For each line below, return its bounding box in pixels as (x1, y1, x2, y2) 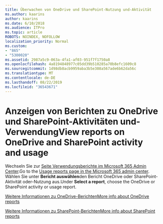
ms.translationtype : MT (5, 71, 54, 76)
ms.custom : (5, 44, 27, 48)
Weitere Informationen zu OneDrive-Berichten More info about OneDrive (5, 194, 150, 200)
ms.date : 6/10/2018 (5, 21, 45, 26)
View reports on (58, 126, 125, 137)
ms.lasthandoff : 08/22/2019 (5, 80, 62, 85)
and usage (5, 147, 49, 158)
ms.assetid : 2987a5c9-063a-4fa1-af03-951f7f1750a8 (5, 57, 110, 62)
